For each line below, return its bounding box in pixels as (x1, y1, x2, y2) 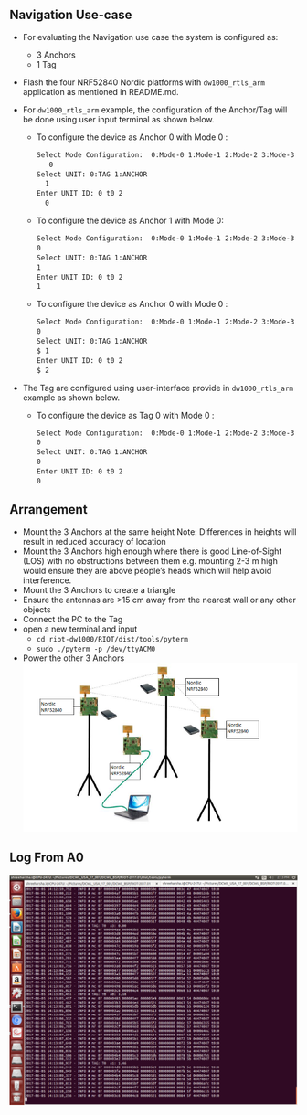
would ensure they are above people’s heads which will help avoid (22, 565, 272, 576)
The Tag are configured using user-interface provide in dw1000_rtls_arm (22, 382, 294, 393)
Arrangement (9, 502, 89, 517)
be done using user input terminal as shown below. (22, 113, 215, 124)
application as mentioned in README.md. (22, 86, 180, 97)
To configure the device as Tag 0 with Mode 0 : (36, 409, 215, 420)
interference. (22, 575, 72, 586)
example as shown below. (22, 392, 121, 403)
